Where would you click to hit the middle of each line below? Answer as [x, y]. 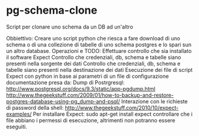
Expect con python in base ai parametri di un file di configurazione [88, 76]
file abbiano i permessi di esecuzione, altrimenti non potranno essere [91, 120]
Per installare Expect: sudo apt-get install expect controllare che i [113, 114]
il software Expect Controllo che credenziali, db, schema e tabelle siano [94, 57]
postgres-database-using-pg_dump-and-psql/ [63, 101]
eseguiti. [17, 126]
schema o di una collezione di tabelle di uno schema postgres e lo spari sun [99, 45]
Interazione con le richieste [155, 101]
